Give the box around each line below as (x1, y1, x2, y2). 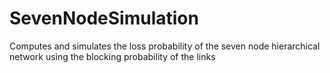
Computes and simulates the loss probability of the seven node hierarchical (9, 40, 321, 52)
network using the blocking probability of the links (9, 50, 216, 62)
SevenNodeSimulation (9, 7, 199, 30)
